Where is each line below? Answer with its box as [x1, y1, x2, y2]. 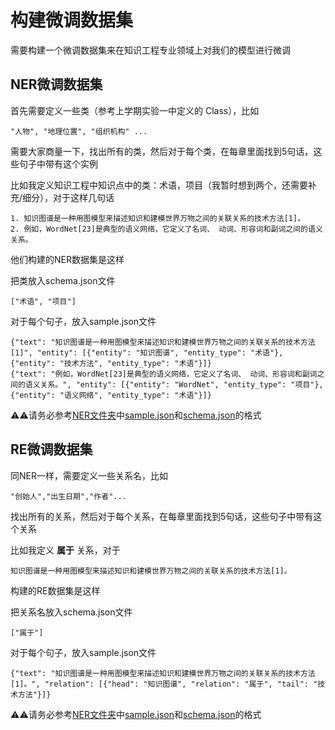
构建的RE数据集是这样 [10, 584, 101, 596]
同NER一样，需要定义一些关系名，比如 [10, 469, 168, 481]
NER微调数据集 [10, 76, 103, 93]
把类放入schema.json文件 [10, 274, 116, 286]
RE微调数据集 [10, 441, 93, 458]
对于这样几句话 [53, 191, 115, 203]
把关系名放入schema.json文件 [10, 606, 133, 618]
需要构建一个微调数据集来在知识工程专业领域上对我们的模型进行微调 [10, 44, 291, 56]
